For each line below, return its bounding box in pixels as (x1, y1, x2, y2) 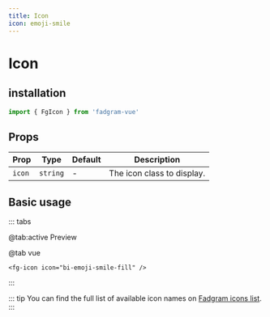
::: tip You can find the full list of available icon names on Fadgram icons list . (8, 294, 262, 303)
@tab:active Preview (8, 232, 77, 242)
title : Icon (8, 11, 49, 20)
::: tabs (8, 217, 32, 226)
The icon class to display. (109, 167, 206, 179)
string (39, 169, 65, 178)
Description (133, 154, 181, 166)
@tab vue (8, 248, 41, 257)
